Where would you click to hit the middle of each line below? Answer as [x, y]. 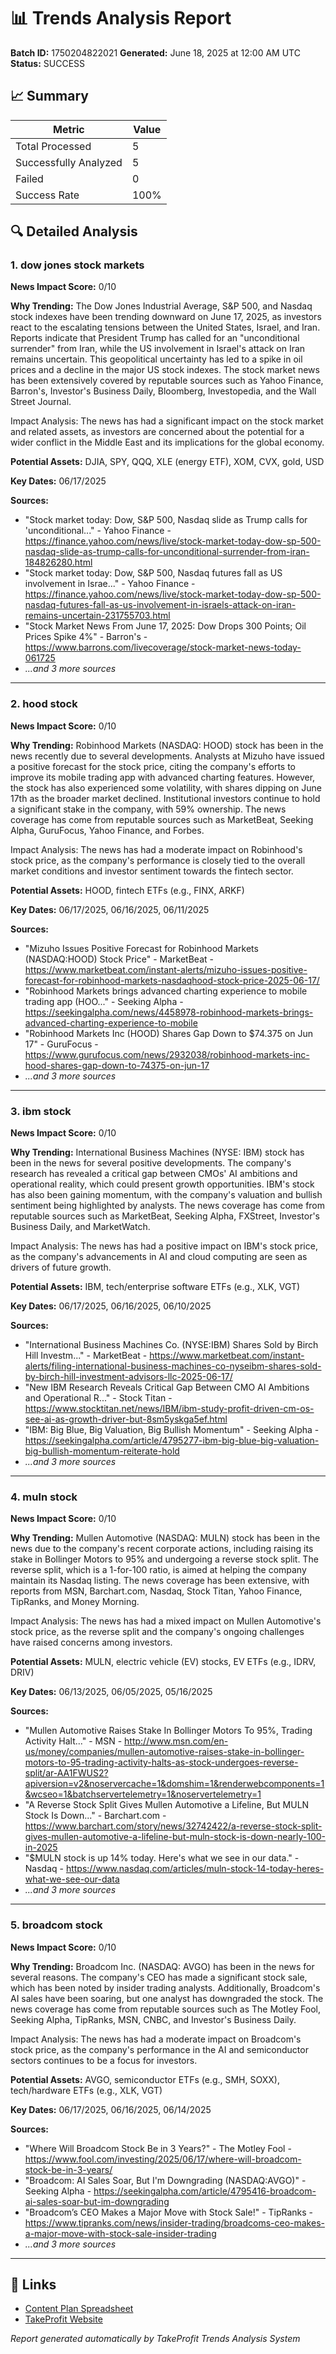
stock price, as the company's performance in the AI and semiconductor [159, 2049]
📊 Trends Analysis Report [121, 18]
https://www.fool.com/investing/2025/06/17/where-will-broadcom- [163, 2159]
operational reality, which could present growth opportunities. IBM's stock [162, 1184]
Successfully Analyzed [69, 162]
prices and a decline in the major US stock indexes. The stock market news [165, 370]
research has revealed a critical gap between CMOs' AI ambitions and [154, 1174]
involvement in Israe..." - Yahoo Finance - [110, 584]
